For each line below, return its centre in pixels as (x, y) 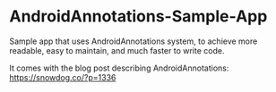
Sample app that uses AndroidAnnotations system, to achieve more (134, 41)
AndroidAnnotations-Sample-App (138, 17)
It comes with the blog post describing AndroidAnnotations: (119, 68)
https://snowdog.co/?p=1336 (63, 77)
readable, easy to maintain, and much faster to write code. (117, 50)
